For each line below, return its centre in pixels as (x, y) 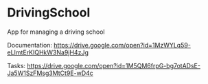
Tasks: (16, 65)
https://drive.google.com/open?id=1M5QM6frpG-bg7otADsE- (114, 65)
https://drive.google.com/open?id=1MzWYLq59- (122, 45)
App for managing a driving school (56, 32)
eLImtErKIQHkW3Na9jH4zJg (48, 52)
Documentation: (30, 45)
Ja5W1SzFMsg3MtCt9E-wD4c (50, 73)
